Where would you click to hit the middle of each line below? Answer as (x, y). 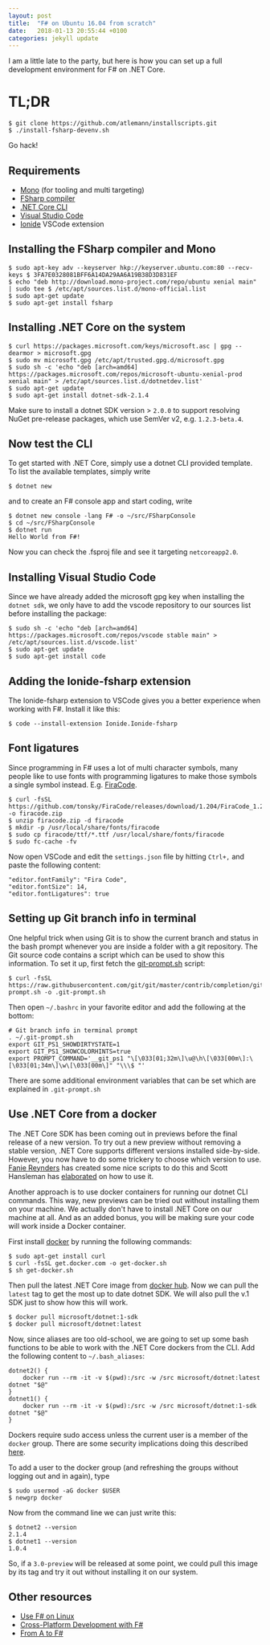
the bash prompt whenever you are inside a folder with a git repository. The (133, 946)
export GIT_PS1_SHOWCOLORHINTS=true (70, 1051)
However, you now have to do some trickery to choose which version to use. (135, 1159)
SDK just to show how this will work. (68, 1302)
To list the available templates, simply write (80, 471)
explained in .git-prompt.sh (55, 1088)
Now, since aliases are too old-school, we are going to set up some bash (129, 1339)
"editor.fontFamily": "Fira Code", (68, 880)
